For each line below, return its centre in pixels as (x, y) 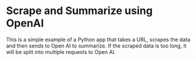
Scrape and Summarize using (79, 11)
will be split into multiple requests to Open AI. (61, 52)
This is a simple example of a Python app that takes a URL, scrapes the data (98, 39)
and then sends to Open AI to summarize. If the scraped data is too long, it (96, 46)
